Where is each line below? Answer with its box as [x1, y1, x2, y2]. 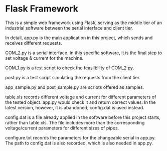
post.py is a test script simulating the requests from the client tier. [5, 74, 141, 80]
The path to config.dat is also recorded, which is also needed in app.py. [5, 140, 153, 146]
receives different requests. [5, 40, 62, 46]
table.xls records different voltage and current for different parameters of [5, 94, 156, 100]
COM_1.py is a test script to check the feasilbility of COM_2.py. [5, 65, 134, 71]
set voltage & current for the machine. [5, 55, 84, 61]
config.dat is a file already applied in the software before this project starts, [5, 114, 160, 120]
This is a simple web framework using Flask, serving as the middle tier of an [5, 20, 162, 26]
